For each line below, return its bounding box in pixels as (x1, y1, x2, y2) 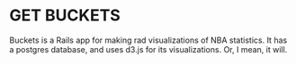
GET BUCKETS (9, 5, 121, 26)
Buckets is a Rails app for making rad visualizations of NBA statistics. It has (9, 35, 288, 45)
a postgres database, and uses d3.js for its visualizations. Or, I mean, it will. (9, 44, 288, 54)
